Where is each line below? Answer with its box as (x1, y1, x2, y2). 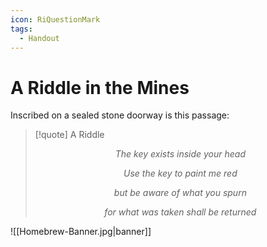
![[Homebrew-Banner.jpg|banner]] (10, 226, 152, 238)
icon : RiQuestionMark (10, 14, 101, 25)
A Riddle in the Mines (10, 76, 190, 99)
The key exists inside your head (114, 148, 247, 160)
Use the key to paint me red (123, 167, 238, 180)
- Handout (19, 33, 60, 43)
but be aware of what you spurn (113, 187, 247, 199)
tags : (10, 24, 33, 34)
